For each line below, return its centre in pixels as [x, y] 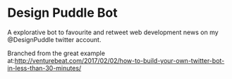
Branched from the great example [56, 53]
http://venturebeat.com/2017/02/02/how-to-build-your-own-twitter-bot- [120, 60]
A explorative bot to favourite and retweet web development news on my [113, 32]
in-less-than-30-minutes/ [44, 68]
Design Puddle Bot [62, 13]
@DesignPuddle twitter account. [54, 39]
